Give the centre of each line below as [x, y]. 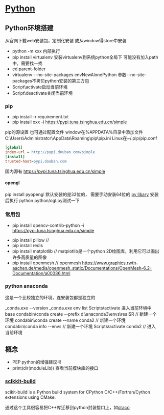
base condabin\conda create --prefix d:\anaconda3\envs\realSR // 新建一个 [81, 314]
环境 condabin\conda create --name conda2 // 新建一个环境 [65, 320]
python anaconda [26, 286]
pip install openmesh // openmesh [47, 263]
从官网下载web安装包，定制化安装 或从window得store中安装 [66, 41]
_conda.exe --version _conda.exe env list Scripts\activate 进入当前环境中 [78, 308]
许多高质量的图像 [29, 257]
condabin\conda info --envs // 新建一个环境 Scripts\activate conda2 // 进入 [80, 326]
